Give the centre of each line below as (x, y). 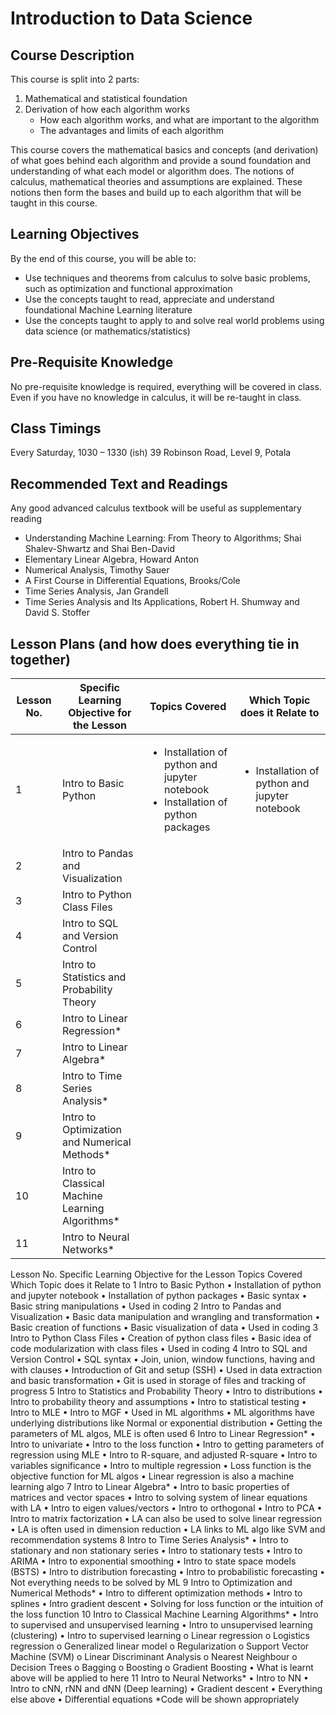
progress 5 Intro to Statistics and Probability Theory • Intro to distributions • (166, 1391)
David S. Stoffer (57, 613)
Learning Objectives (75, 234)
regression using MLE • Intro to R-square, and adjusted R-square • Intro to (164, 1455)
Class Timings (56, 428)
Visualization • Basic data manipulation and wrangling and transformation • (165, 1317)
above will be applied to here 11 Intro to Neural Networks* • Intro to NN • (159, 1678)
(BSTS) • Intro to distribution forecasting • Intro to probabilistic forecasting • (168, 1572)
